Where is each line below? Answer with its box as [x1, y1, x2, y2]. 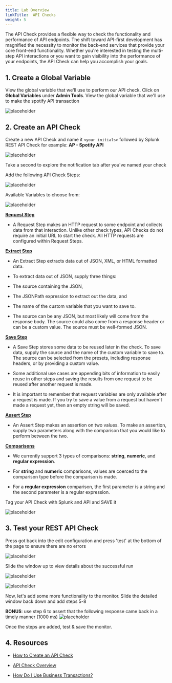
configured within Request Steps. [12, 238, 83, 244]
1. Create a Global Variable [5, 73, 91, 82]
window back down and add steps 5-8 [5, 598, 87, 604]
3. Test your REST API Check [5, 524, 99, 532]
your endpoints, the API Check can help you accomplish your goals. [5, 59, 148, 65]
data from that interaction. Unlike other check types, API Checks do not [12, 227, 164, 233]
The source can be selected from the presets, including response [12, 355, 151, 361]
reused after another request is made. [12, 381, 93, 387]
